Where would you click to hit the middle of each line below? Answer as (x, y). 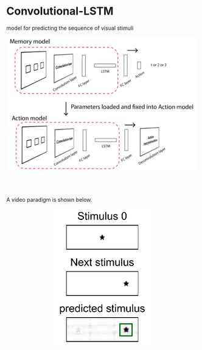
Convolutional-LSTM (60, 11)
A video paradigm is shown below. (49, 200)
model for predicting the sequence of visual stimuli (70, 28)
